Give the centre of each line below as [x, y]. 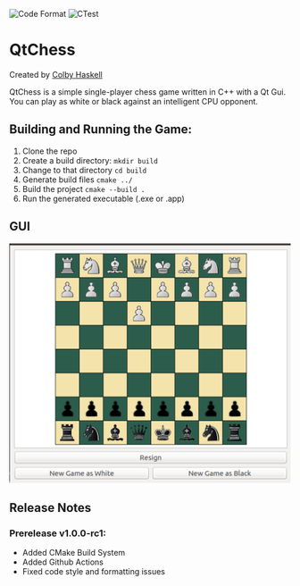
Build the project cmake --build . [83, 188]
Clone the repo [50, 151]
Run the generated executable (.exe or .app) [103, 198]
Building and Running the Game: [101, 130]
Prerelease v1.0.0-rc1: [58, 533]
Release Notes [50, 508]
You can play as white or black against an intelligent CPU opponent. [134, 101]
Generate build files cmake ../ [77, 180]
